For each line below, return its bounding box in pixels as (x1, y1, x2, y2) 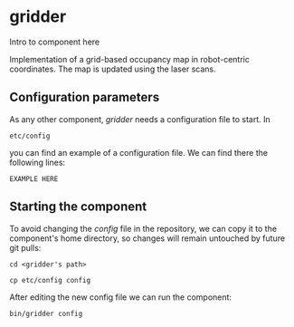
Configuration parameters (9, 90, 160, 105)
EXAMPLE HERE (9, 174, 59, 183)
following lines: (9, 157, 66, 168)
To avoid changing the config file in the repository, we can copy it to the (9, 223, 278, 234)
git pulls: (9, 242, 42, 253)
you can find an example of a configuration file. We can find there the (9, 147, 269, 158)
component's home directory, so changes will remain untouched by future (9, 233, 286, 244)
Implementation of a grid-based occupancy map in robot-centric (9, 53, 251, 64)
